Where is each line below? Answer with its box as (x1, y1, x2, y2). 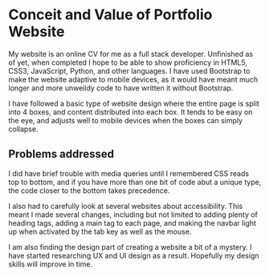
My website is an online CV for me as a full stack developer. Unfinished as (8, 49, 254, 58)
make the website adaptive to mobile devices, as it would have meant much (8, 74, 259, 84)
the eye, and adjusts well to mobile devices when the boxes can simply (8, 115, 243, 125)
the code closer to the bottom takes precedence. (8, 186, 170, 195)
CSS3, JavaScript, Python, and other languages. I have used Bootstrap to (8, 66, 251, 75)
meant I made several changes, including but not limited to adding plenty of (8, 210, 259, 219)
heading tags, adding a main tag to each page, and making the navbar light (8, 218, 257, 227)
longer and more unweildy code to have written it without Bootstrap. (8, 82, 234, 93)
